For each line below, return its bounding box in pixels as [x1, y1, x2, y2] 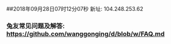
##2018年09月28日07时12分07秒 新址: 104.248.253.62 [6, 5, 144, 12]
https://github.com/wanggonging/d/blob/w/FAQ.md [6, 30, 165, 38]
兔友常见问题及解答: [6, 22, 65, 30]
